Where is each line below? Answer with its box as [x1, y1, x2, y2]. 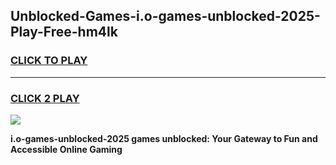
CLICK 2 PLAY [10, 91, 80, 105]
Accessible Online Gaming [10, 143, 123, 155]
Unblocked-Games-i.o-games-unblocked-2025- [10, 8, 321, 25]
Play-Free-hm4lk [10, 24, 118, 41]
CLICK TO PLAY [10, 54, 88, 68]
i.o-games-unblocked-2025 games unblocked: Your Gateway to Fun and [10, 132, 318, 144]
